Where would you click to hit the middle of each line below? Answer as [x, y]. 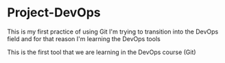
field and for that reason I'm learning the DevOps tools [84, 38]
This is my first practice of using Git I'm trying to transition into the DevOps [113, 32]
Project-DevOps [54, 13]
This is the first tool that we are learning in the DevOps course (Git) [102, 52]
